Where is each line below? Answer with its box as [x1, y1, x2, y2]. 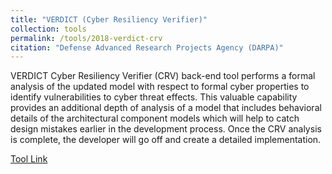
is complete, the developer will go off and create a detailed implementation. [10, 134, 322, 146]
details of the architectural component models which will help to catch [10, 112, 300, 125]
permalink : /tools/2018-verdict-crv [10, 33, 163, 43]
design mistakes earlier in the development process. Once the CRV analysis [10, 123, 322, 135]
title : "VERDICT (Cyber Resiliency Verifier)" [10, 14, 208, 25]
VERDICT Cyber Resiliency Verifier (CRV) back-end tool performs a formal [10, 70, 316, 82]
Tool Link [10, 153, 48, 165]
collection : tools [10, 24, 87, 34]
